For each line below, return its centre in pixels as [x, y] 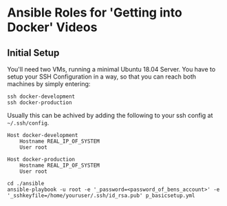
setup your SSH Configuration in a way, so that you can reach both [102, 76]
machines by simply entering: [49, 84]
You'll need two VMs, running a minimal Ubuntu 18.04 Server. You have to [111, 69]
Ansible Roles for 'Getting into [95, 13]
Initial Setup [33, 53]
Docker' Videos [52, 27]
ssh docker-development [41, 96]
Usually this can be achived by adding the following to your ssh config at [110, 115]
